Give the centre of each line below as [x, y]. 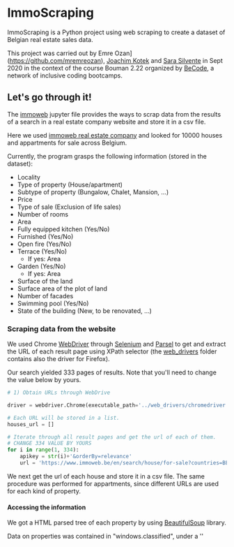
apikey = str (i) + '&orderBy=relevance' [76, 457]
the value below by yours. [44, 380]
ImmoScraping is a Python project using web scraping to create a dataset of [116, 32]
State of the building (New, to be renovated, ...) [84, 311]
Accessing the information [47, 507]
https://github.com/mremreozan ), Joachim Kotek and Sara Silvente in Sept [116, 60]
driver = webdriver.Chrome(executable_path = [73, 405]
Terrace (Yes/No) [42, 251]
